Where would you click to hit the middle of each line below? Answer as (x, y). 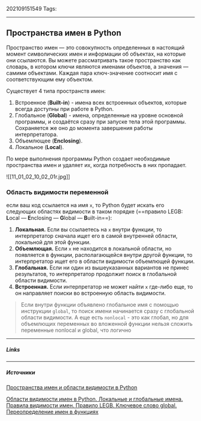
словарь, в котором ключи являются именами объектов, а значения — (97, 66)
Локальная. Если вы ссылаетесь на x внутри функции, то (89, 229)
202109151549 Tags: (31, 9)
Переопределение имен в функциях (52, 412)
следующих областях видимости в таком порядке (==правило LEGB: (95, 211)
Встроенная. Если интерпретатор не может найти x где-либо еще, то (104, 287)
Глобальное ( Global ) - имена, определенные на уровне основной (99, 115)
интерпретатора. (36, 134)
